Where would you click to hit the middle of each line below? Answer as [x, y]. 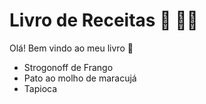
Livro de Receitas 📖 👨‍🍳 [104, 20]
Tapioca [40, 88]
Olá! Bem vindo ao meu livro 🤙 [71, 48]
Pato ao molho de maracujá [80, 78]
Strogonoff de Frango [68, 67]
